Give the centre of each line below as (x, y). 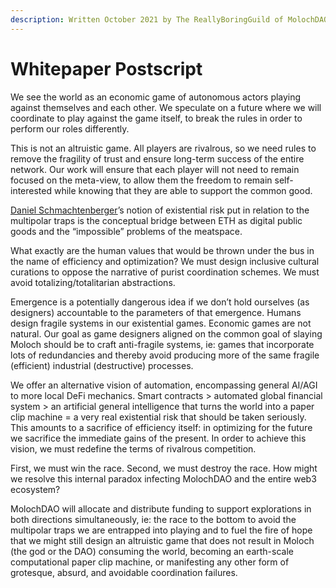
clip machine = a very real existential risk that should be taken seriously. (158, 417)
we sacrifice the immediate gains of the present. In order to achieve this (158, 438)
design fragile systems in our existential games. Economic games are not (161, 323)
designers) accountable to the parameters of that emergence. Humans (156, 312)
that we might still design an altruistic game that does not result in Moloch (162, 540)
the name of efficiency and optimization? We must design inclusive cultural (165, 261)
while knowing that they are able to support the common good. (183, 190)
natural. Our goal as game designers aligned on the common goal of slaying (166, 333)
